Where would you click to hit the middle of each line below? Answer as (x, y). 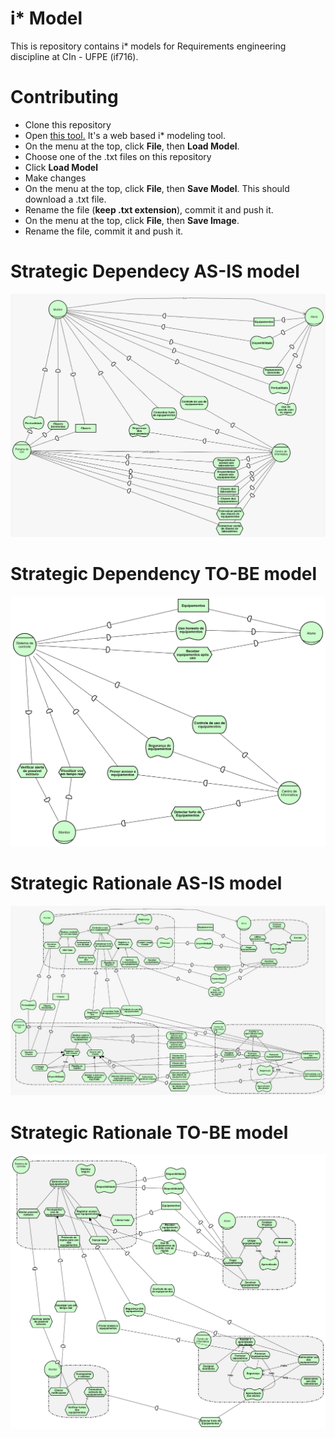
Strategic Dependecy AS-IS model (155, 271)
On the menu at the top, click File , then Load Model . (132, 146)
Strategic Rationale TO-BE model (149, 1132)
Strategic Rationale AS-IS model (146, 883)
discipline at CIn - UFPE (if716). (74, 56)
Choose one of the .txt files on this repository (118, 156)
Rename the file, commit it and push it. (104, 231)
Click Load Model (61, 167)
